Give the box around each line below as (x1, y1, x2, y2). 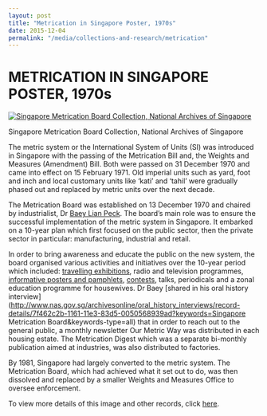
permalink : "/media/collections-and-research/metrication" (8, 33, 209, 42)
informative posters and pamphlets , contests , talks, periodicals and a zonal (8, 275, 255, 285)
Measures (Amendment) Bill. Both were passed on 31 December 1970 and (8, 159, 250, 169)
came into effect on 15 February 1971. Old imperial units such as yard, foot (8, 168, 251, 178)
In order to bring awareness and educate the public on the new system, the (8, 249, 255, 259)
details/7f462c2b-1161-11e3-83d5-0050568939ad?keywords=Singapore (8, 308, 246, 319)
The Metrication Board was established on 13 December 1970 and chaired (8, 200, 251, 210)
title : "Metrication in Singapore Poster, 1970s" (8, 19, 177, 27)
